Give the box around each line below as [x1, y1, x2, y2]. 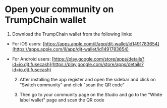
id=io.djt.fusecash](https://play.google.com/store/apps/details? [12, 61, 144, 67]
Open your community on [5, 4, 114, 15]
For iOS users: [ [12, 40, 45, 46]
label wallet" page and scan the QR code [19, 97, 104, 103]
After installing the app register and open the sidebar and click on [19, 76, 156, 82]
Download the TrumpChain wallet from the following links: [12, 31, 133, 37]
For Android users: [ [12, 56, 54, 62]
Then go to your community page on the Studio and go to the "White [19, 91, 162, 97]
